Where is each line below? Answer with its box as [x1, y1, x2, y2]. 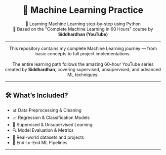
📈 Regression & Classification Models [12, 115, 90, 120]
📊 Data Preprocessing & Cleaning [12, 107, 82, 113]
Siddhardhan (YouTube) [58, 31, 108, 37]
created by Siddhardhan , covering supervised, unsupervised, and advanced [5, 66, 161, 72]
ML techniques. [67, 72, 99, 77]
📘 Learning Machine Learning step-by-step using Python [25, 21, 141, 27]
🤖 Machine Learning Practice [23, 4, 143, 16]
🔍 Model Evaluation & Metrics [12, 127, 74, 133]
